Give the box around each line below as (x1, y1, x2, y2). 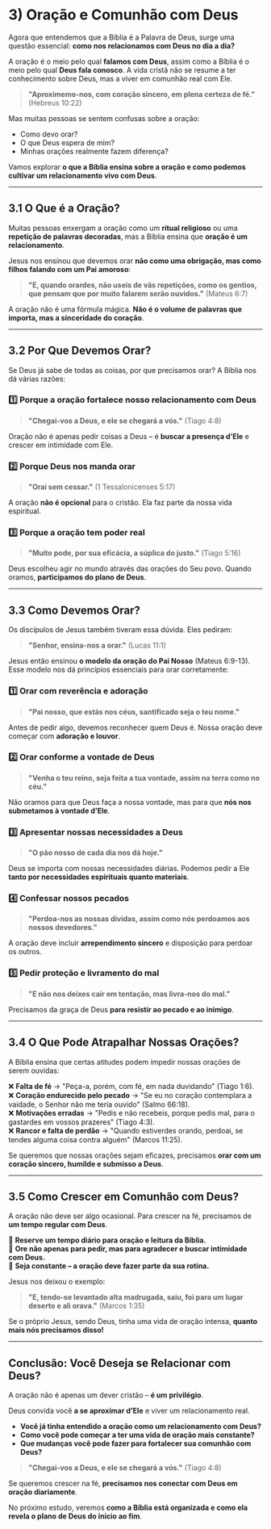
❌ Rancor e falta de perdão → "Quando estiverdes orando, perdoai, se (8, 1125, 244, 1135)
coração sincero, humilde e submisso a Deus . (8, 1158, 164, 1168)
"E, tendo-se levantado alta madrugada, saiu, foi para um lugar (27, 1292, 244, 1302)
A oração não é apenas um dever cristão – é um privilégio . (8, 1390, 204, 1400)
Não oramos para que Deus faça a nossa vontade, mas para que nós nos (8, 797, 252, 806)
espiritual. (8, 506, 42, 516)
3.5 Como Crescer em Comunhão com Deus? (8, 1189, 240, 1204)
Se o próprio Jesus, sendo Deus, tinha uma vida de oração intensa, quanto (8, 1317, 258, 1326)
